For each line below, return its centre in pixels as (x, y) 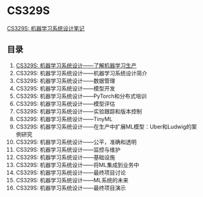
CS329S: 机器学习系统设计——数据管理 (65, 81)
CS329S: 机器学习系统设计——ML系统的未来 (72, 180)
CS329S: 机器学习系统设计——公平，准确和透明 (76, 142)
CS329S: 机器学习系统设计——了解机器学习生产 (76, 65)
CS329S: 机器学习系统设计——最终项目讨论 (71, 173)
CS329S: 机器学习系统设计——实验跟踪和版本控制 (79, 111)
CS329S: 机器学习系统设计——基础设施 (65, 157)
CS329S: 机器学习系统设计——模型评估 (65, 103)
